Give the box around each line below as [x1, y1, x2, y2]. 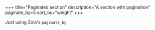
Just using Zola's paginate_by [5, 19, 67, 25]
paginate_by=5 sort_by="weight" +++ [5, 9, 83, 15]
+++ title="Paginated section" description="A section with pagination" [5, 4, 150, 10]
